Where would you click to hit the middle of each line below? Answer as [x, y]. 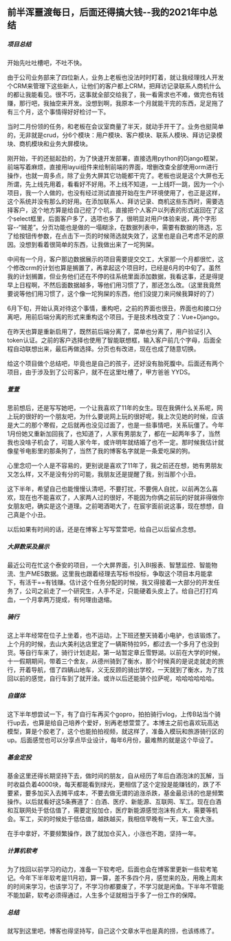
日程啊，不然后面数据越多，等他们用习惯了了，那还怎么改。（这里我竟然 [120, 285]
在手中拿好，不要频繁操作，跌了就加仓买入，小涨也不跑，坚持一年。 [103, 833]
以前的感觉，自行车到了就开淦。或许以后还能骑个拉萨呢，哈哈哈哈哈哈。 [115, 678]
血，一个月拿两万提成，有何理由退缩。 [61, 600]
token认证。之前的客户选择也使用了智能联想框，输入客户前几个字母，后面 [111, 341]
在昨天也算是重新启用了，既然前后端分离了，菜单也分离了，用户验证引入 [109, 332]
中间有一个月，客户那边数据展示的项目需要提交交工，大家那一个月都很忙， [112, 259]
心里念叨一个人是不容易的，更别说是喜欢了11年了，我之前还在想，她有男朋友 [115, 466]
